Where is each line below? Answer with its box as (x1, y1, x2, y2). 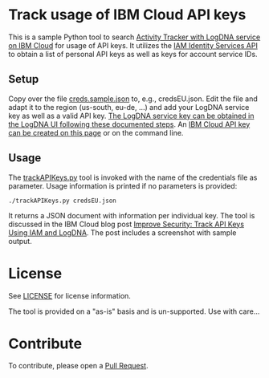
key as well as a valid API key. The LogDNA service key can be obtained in (8, 111, 255, 120)
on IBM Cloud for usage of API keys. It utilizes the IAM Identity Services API (8, 40, 259, 50)
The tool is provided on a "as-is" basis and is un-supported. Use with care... (8, 307, 260, 316)
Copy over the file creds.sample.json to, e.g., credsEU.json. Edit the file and (8, 94, 259, 104)
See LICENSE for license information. (8, 291, 131, 300)
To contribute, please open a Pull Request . (8, 361, 149, 371)
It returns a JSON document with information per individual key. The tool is (8, 210, 255, 220)
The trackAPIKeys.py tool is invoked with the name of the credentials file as (8, 173, 258, 182)
